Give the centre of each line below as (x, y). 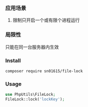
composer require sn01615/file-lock (44, 71)
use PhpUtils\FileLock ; (31, 95)
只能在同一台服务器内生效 (32, 47)
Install (13, 60)
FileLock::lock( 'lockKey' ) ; (35, 99)
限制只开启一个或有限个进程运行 (46, 20)
